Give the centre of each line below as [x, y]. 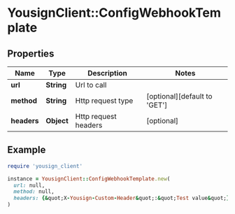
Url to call [91, 85]
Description [107, 73]
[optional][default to [179, 96]
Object [57, 121]
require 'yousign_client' [45, 166]
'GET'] [157, 105]
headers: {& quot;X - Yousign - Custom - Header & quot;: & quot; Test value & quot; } [122, 198]
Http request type [104, 101]
